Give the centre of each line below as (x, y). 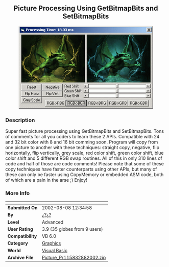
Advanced (53, 222)
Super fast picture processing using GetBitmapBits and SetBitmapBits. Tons (85, 131)
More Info (18, 193)
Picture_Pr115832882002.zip (74, 257)
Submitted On (22, 208)
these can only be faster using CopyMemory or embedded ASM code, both (84, 175)
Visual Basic (55, 250)
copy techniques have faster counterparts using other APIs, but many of (81, 169)
